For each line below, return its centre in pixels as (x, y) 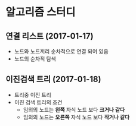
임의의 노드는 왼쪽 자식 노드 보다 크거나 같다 (74, 109)
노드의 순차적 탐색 (35, 59)
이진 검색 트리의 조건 (38, 102)
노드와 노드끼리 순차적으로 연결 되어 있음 (61, 51)
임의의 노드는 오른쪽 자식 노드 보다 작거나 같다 (76, 117)
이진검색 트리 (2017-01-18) (53, 79)
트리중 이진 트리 (33, 94)
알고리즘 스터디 (41, 12)
